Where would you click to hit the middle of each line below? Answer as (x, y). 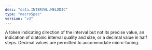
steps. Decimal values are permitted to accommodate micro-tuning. (72, 43)
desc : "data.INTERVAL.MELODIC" (36, 9)
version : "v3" (19, 18)
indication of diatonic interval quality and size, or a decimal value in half (76, 37)
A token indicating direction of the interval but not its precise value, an (75, 33)
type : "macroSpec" (23, 14)
